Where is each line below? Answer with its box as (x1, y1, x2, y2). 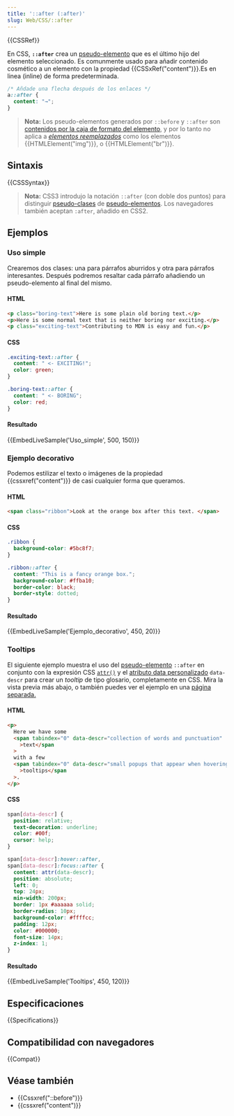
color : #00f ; (13, 830, 52, 837)
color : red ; (13, 399, 49, 406)
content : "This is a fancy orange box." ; (13, 571, 136, 578)
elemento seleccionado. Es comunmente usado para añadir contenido (7, 57, 208, 65)
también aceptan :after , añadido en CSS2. (24, 207, 148, 215)
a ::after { (7, 91, 39, 98)
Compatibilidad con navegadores (7, 1036, 155, 1048)
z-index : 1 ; (13, 940, 49, 947)
